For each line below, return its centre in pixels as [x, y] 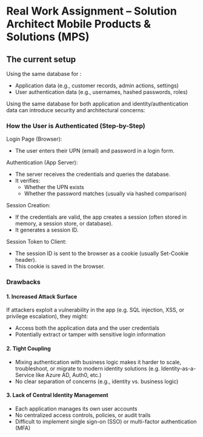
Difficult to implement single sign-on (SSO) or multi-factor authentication [106, 421]
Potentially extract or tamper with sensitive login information [90, 335]
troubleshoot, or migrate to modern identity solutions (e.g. [87, 369]
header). [26, 260]
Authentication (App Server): [42, 162]
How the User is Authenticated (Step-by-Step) [76, 125]
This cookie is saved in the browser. [60, 266]
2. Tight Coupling [29, 349]
